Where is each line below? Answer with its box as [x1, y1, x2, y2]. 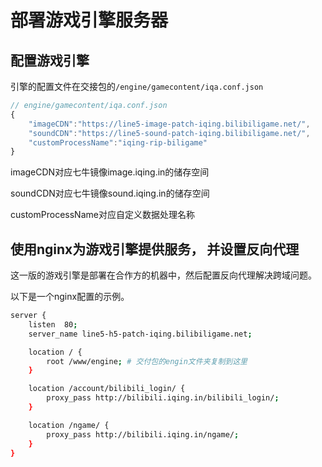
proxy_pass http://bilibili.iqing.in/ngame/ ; [46, 429, 240, 440]
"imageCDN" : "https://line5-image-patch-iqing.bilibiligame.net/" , [28, 119, 311, 129]
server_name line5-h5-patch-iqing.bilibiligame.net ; [28, 329, 253, 339]
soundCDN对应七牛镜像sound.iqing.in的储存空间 [10, 187, 210, 200]
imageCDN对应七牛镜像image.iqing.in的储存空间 [10, 166, 210, 178]
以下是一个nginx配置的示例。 [10, 291, 130, 303]
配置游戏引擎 [10, 52, 90, 69]
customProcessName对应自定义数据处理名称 [10, 209, 195, 221]
